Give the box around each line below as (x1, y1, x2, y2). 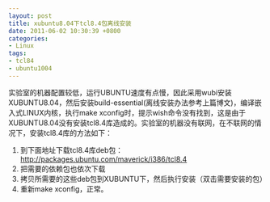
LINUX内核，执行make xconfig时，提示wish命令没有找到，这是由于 (22, 107, 247, 117)
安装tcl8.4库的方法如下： (29, 128, 113, 137)
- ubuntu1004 (8, 65, 53, 73)
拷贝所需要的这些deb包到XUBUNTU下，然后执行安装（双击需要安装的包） (19, 174, 267, 183)
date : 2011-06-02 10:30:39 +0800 (8, 27, 121, 35)
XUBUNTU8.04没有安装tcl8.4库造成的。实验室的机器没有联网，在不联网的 (8, 118, 255, 128)
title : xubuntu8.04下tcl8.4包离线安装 (8, 19, 132, 27)
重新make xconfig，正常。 (19, 183, 108, 194)
